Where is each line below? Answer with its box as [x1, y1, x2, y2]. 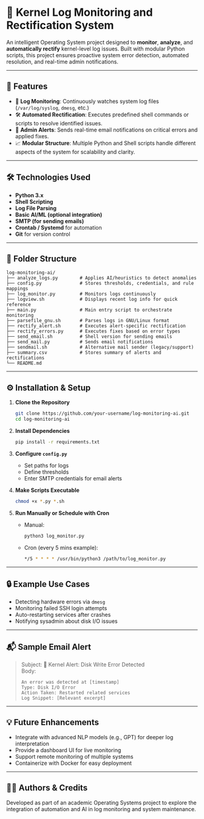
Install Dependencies [15, 427, 70, 434]
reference [6, 301, 32, 308]
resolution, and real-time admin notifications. [6, 58, 118, 65]
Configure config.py [15, 450, 67, 457]
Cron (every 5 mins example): [24, 544, 98, 551]
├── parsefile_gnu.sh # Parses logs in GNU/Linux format [6, 318, 170, 324]
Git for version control [15, 230, 71, 237]
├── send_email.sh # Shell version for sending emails [6, 334, 172, 340]
